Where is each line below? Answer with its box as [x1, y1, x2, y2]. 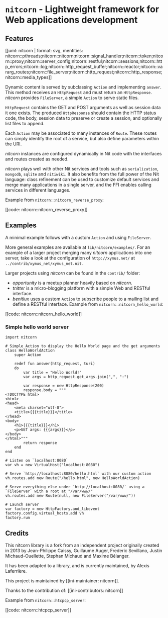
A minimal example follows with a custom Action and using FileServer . [5, 234, 152, 240]
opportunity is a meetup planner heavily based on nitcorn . [12, 280, 133, 286]
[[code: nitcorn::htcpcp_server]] [5, 607, 72, 613]
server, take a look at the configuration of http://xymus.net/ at [5, 255, 135, 261]
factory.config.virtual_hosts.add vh [5, 511, 84, 516]
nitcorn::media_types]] [5, 74, 52, 80]
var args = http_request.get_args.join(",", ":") [23, 375, 129, 380]
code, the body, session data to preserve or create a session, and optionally [5, 115, 162, 121]
